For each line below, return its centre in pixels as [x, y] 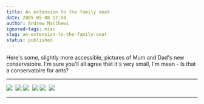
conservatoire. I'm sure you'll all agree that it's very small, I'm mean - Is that [101, 64]
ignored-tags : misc [31, 29]
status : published [29, 40]
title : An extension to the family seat [58, 12]
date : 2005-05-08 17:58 [36, 18]
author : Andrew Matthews [38, 23]
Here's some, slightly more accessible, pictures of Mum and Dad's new [95, 57]
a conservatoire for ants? [38, 70]
